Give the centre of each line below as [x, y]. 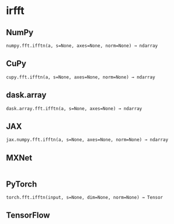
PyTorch [22, 184]
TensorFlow [28, 216]
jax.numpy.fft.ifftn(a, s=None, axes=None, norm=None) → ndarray [87, 140]
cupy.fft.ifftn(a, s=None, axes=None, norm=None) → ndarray [81, 77]
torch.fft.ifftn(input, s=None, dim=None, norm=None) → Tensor [85, 198]
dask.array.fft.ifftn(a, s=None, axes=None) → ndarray [74, 108]
